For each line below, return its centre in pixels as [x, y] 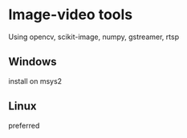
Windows [33, 62]
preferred [24, 125]
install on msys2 [35, 81]
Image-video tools [71, 15]
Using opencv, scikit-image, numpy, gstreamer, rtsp [93, 37]
